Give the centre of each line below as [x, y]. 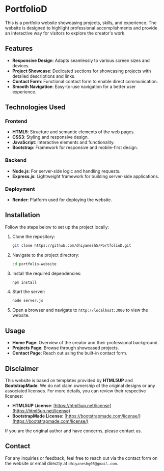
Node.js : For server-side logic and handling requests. [66, 171]
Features [19, 48]
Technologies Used [35, 107]
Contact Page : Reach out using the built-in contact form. [70, 353]
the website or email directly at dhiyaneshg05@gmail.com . [62, 463]
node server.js [28, 301]
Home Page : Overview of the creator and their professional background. [85, 343]
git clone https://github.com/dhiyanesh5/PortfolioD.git [72, 245]
